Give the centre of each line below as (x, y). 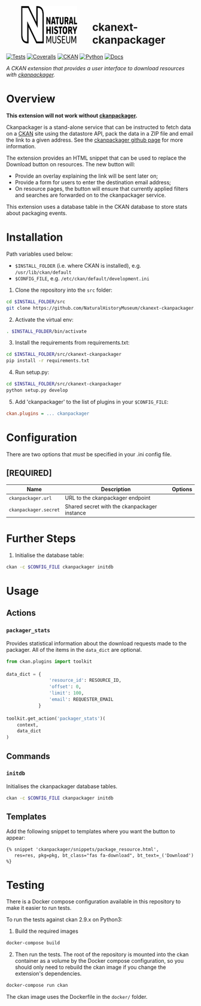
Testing (25, 885)
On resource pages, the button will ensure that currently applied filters (101, 188)
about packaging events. (37, 213)
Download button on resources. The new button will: (71, 164)
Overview (31, 99)
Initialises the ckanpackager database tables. (62, 786)
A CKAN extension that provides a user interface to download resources (95, 68)
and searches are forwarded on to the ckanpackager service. (90, 195)
